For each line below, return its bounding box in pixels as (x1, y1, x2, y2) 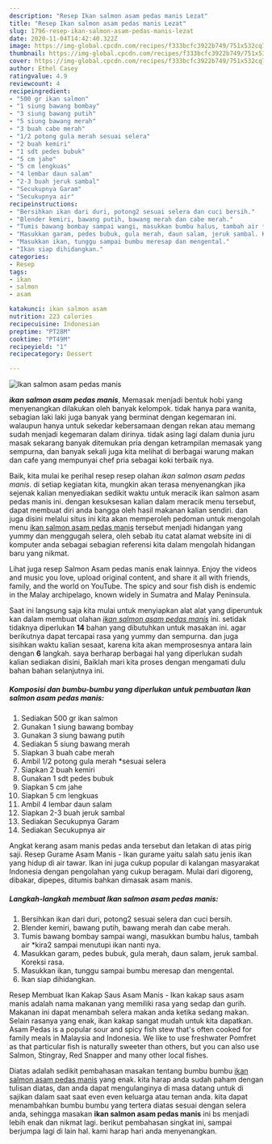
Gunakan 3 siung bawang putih (20, 730, 125, 741)
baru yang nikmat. (9, 548, 69, 559)
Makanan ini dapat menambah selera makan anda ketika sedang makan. (9, 1007, 249, 1017)
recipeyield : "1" (9, 342, 68, 351)
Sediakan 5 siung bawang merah (20, 739, 131, 749)
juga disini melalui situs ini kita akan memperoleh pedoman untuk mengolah (9, 514, 261, 524)
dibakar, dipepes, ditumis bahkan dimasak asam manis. (9, 875, 193, 885)
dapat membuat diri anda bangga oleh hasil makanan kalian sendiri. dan (9, 505, 249, 515)
